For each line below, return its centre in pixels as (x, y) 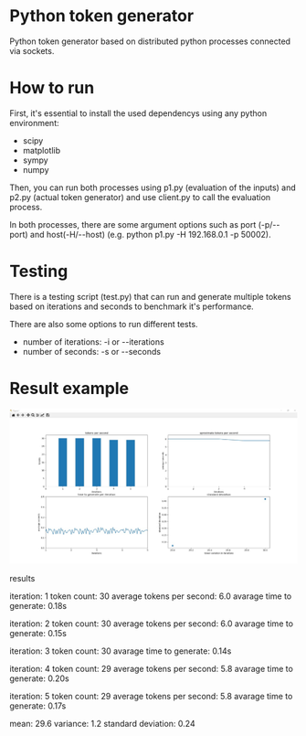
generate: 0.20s (40, 678)
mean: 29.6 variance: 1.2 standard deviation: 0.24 (102, 723)
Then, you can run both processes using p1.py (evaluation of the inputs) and (153, 187)
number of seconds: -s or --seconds (92, 351)
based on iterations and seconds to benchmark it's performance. (132, 306)
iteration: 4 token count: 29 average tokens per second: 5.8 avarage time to (152, 668)
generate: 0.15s (38, 633)
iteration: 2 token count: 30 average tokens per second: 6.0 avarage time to (152, 624)
